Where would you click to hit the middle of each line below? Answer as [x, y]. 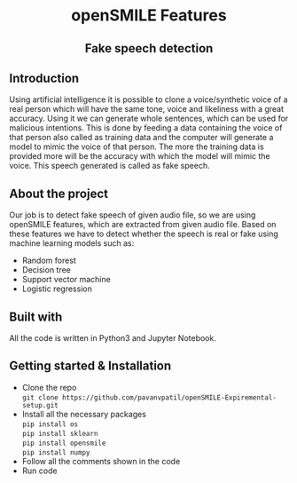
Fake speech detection [149, 48]
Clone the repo [49, 387]
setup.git [40, 405]
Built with [36, 317]
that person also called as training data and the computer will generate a [141, 138]
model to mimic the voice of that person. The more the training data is [137, 146]
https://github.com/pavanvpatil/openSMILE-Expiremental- [169, 397]
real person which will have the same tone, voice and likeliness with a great [147, 109]
